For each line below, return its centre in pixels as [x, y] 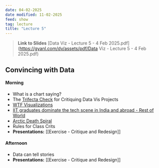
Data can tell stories [33, 154]
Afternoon [16, 143]
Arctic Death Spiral [32, 121]
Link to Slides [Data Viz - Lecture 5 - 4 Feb [63, 43]
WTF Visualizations [33, 105]
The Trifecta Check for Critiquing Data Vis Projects [65, 99]
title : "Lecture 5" [26, 29]
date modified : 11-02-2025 [34, 15]
